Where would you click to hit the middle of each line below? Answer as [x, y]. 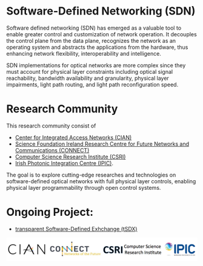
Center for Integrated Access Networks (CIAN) [73, 137]
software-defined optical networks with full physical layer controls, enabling [101, 181]
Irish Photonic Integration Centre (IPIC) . [64, 163]
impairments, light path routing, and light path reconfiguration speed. [92, 84]
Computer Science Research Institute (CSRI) [70, 157]
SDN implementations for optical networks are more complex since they [96, 65]
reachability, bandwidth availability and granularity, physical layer [88, 78]
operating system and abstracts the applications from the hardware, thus [97, 47]
